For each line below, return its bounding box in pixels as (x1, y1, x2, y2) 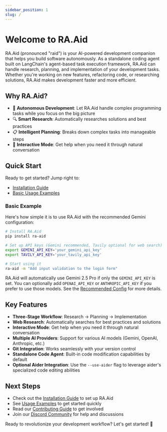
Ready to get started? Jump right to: (5, 175, 80, 181)
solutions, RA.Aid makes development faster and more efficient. (5, 77, 137, 83)
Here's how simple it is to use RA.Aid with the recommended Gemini (5, 214, 146, 220)
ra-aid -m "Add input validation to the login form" (5, 266, 118, 271)
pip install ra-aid (5, 234, 46, 239)
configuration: (5, 220, 34, 226)
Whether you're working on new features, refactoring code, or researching (5, 71, 159, 78)
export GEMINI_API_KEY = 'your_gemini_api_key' (5, 247, 102, 252)
